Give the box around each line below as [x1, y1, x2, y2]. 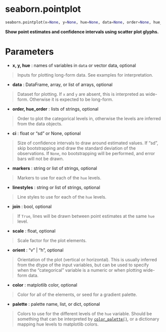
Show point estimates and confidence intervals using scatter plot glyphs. [5, 29, 159, 35]
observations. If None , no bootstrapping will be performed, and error [17, 150, 155, 156]
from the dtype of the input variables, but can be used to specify [17, 262, 149, 268]
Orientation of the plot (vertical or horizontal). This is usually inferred [17, 256, 157, 262]
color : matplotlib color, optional [12, 282, 78, 288]
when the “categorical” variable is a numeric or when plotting [17, 267, 142, 273]
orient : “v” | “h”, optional [12, 247, 64, 253]
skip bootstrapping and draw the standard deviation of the [17, 145, 136, 151]
